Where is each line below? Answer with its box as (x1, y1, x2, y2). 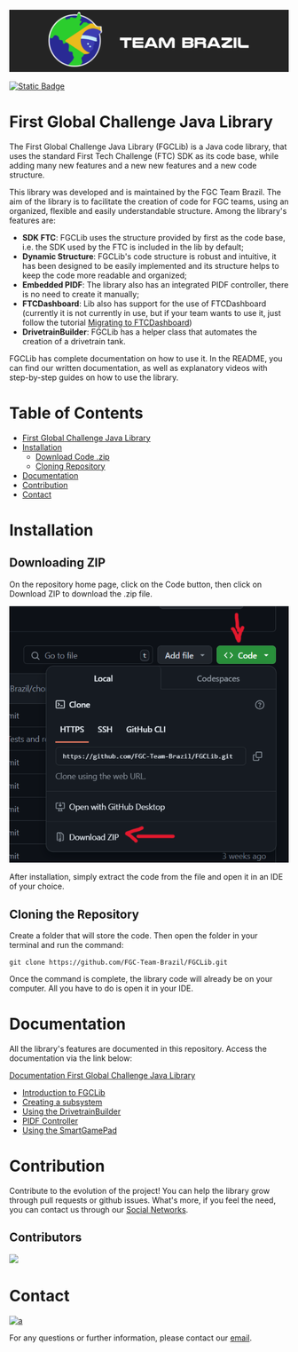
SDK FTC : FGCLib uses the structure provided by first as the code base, (21, 232, 286, 242)
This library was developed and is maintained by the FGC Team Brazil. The (9, 186, 282, 197)
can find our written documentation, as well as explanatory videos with (9, 362, 268, 373)
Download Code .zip (35, 451, 110, 462)
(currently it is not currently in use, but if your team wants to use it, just (21, 307, 281, 318)
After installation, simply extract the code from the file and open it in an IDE (9, 872, 284, 882)
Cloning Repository (35, 461, 106, 471)
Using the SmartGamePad (21, 1125, 118, 1135)
